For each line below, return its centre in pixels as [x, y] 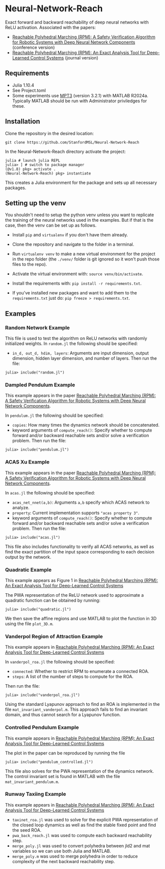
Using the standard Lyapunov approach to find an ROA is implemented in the [82, 704]
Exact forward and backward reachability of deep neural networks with [77, 22]
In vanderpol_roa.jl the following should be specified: [60, 662]
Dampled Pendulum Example [40, 385]
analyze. [21, 507]
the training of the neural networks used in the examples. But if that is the [79, 220]
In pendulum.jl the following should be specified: [55, 415]
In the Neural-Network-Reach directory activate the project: [66, 151]
